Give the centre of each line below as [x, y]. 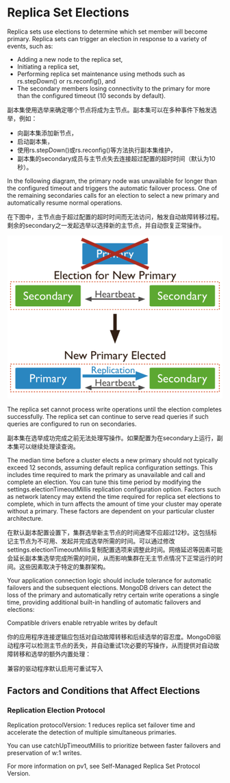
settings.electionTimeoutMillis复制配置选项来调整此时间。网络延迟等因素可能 [115, 550]
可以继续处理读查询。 [49, 447]
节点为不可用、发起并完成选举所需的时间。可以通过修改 [97, 541]
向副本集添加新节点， [47, 133]
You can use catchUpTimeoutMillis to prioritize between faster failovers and [114, 746]
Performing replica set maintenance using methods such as [101, 74]
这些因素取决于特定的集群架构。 [64, 567]
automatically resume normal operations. [65, 203]
